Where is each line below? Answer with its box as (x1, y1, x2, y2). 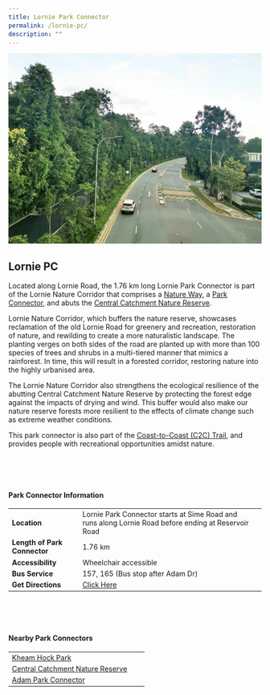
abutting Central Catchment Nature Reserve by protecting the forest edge (8, 389, 252, 399)
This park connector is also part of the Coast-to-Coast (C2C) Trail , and (8, 431, 243, 441)
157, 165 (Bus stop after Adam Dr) (82, 569, 198, 578)
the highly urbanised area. (8, 365, 95, 374)
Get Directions (11, 580, 62, 590)
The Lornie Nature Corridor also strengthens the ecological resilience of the (8, 381, 260, 391)
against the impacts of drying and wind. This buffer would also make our (8, 398, 248, 407)
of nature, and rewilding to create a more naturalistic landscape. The (8, 331, 235, 341)
